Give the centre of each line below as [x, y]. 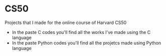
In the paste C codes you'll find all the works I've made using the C [81, 32]
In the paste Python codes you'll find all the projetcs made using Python [87, 42]
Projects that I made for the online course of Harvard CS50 [66, 22]
